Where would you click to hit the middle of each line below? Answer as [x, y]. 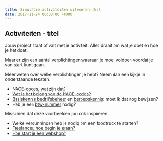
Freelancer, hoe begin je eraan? [43, 128]
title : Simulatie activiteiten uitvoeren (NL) [53, 9]
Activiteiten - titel [32, 34]
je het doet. [16, 50]
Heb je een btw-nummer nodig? [44, 104]
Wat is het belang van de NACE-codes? [51, 94]
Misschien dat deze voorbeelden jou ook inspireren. [57, 114]
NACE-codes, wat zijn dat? [39, 89]
